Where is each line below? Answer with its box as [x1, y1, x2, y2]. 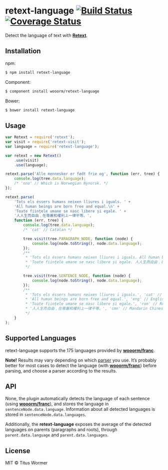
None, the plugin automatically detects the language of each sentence [5, 396, 150, 402]
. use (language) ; [14, 162, 48, 168]
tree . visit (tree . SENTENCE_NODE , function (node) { [23, 274, 131, 279]
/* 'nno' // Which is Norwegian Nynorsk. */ [14, 181, 108, 186]
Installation [5, 47, 41, 55]
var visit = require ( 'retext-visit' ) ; [5, 140, 86, 145]
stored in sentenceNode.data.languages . [5, 412, 86, 418]
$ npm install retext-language [5, 70, 70, 75]
